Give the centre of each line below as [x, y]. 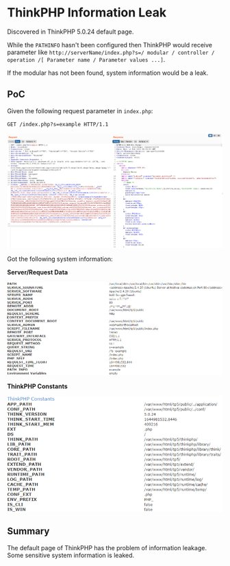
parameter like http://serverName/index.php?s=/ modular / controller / [111, 52]
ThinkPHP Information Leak [87, 13]
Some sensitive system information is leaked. [71, 555]
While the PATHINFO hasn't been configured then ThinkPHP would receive [110, 45]
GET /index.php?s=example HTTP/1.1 [58, 124]
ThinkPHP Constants [38, 386]
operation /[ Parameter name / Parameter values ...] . [86, 59]
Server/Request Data [38, 272]
